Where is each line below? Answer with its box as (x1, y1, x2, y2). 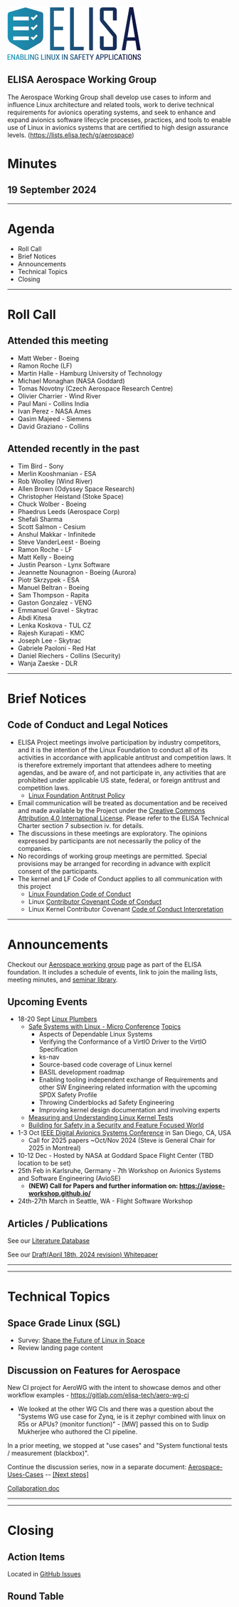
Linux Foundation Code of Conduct (28, 890, 132, 898)
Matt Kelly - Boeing (17, 553, 75, 561)
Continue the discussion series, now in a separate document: (7, 1462, 187, 1471)
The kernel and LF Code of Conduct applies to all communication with (17, 875, 223, 883)
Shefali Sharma (17, 515, 63, 523)
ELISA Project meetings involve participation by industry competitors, (17, 737, 221, 746)
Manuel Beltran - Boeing (17, 583, 90, 592)
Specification (38, 1045, 78, 1054)
